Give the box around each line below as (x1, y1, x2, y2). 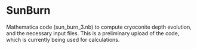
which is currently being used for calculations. (6, 36, 120, 43)
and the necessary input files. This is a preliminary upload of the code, (6, 29, 180, 36)
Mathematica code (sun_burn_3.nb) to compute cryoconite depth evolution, (6, 23, 192, 30)
